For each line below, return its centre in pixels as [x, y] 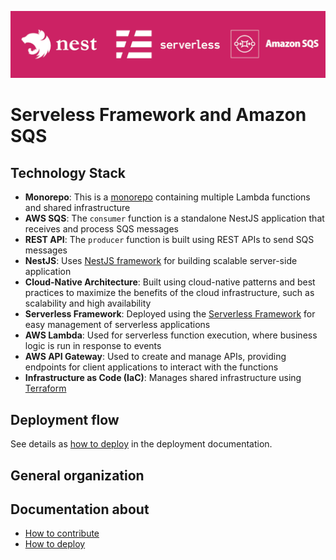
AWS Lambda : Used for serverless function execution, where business [171, 335]
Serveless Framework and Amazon [158, 115]
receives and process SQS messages [101, 229]
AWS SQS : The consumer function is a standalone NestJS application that [174, 218]
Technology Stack [68, 172]
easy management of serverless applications [117, 325]
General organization [77, 475]
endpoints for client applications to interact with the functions [151, 367]
